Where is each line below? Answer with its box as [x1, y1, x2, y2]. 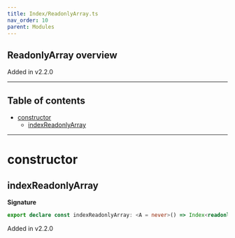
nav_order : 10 [7, 17, 49, 24]
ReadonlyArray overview [7, 49, 117, 61]
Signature [7, 198, 37, 206]
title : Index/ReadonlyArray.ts [7, 10, 99, 17]
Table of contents [7, 94, 85, 106]
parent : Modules [7, 23, 55, 30]
